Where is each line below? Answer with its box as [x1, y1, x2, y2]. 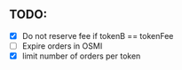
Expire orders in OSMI [21, 40, 103, 51]
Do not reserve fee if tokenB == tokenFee [21, 30, 174, 41]
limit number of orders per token [21, 51, 141, 61]
